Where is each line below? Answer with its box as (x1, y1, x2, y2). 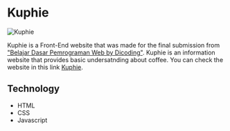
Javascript (17, 116, 48, 124)
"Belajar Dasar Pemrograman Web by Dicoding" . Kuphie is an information (7, 48, 216, 57)
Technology (7, 83, 60, 94)
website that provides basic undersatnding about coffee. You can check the (7, 55, 224, 63)
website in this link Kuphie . (7, 63, 83, 71)
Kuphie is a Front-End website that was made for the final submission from (7, 41, 220, 49)
